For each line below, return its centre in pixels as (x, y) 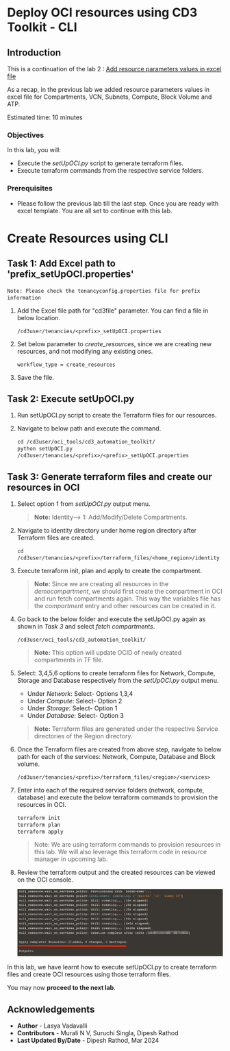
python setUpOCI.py (45, 449)
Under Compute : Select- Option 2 (75, 701)
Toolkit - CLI (42, 27)
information (24, 298)
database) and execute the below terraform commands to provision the (117, 797)
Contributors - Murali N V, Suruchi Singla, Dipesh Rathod (98, 1033)
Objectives (26, 135)
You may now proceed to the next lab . (62, 988)
